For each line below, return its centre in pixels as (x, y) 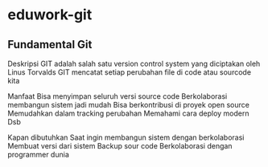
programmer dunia (38, 155)
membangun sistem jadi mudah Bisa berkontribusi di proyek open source (129, 105)
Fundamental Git (50, 45)
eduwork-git (50, 15)
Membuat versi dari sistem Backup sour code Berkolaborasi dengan (120, 146)
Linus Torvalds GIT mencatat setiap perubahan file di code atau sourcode (129, 72)
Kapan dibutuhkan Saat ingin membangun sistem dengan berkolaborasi (126, 137)
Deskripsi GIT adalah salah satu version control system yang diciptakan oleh (134, 63)
